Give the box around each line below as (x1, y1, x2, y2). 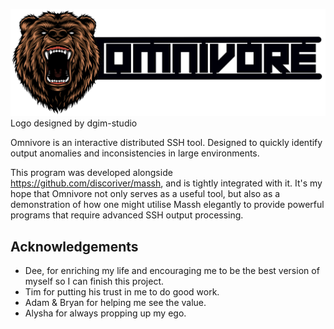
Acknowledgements (10, 238, 139, 255)
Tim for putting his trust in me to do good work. (24, 286, 220, 298)
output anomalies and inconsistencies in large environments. (10, 147, 260, 159)
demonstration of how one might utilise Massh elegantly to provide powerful (10, 199, 325, 211)
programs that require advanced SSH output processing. (10, 209, 244, 221)
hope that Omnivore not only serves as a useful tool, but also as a (10, 188, 281, 200)
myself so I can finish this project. (24, 275, 164, 288)
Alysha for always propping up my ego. (24, 307, 187, 319)
